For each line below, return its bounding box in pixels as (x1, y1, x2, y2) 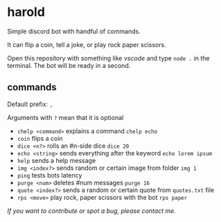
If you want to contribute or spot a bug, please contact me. (7, 206, 177, 215)
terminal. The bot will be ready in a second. (7, 61, 131, 69)
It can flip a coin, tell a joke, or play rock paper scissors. (7, 40, 166, 49)
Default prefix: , (7, 100, 53, 108)
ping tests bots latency (17, 171, 82, 179)
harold (7, 4, 45, 20)
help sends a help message (17, 156, 96, 164)
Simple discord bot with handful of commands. (7, 27, 141, 35)
